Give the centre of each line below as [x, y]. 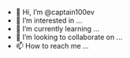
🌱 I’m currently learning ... [58, 29]
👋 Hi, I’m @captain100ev [55, 12]
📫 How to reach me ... [52, 46]
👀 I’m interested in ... [49, 20]
